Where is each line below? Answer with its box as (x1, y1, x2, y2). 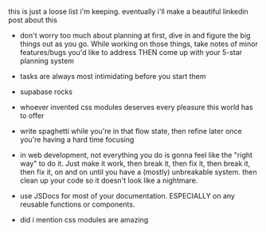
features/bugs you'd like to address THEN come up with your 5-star (19, 48, 243, 57)
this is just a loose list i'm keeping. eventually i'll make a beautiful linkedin (8, 7, 248, 16)
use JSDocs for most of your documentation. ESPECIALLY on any (19, 191, 235, 200)
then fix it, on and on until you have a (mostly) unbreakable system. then (19, 167, 257, 176)
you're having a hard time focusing (19, 135, 135, 144)
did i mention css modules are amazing (19, 215, 149, 224)
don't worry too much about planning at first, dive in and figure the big (19, 31, 251, 40)
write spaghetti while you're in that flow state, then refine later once (19, 127, 242, 136)
